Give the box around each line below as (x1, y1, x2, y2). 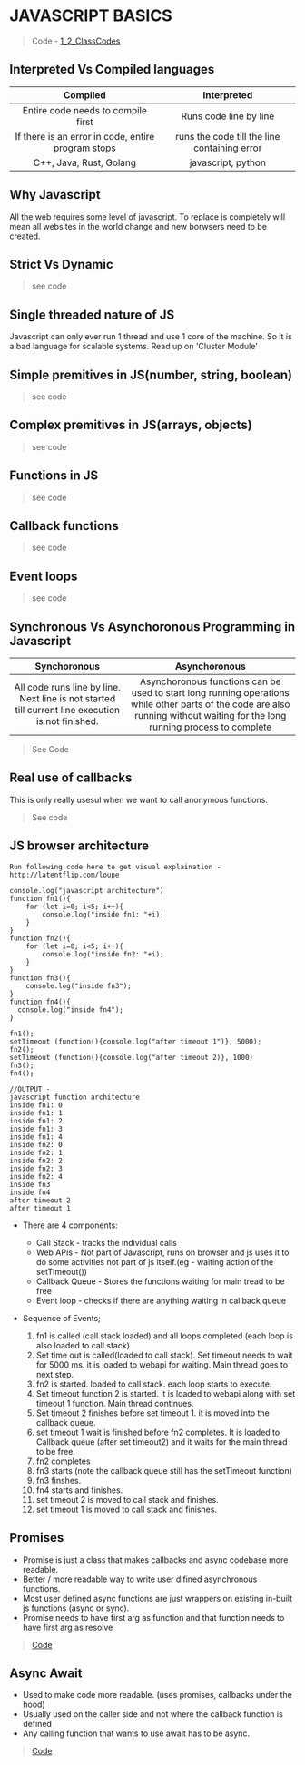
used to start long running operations (131, 687, 290, 700)
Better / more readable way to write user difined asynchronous (22, 1574, 258, 1584)
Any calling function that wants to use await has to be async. (22, 1728, 251, 1739)
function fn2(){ (9, 934, 71, 943)
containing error (193, 142, 262, 154)
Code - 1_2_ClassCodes (31, 35, 121, 46)
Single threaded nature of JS (9, 307, 175, 322)
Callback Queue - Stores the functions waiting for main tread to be (35, 1276, 285, 1287)
